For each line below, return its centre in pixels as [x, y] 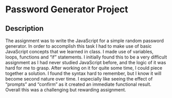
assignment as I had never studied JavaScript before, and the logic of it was [86, 62]
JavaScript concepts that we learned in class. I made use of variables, [80, 52]
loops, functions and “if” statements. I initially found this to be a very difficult [86, 57]
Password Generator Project [67, 9]
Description [24, 28]
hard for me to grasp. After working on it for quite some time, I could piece [84, 68]
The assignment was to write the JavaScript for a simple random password [85, 41]
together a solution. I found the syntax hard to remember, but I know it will [83, 73]
